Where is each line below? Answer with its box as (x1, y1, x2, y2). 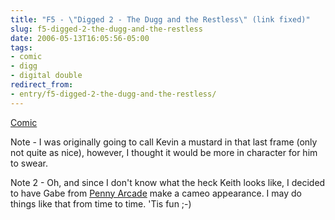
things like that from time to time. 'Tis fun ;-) (10, 197, 192, 210)
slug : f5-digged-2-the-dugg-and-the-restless (10, 24, 203, 34)
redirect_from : (10, 80, 74, 90)
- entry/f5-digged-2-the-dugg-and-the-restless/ (10, 89, 217, 99)
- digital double (10, 71, 83, 81)
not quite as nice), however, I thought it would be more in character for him (10, 146, 318, 158)
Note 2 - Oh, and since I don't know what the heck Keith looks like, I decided (10, 176, 326, 188)
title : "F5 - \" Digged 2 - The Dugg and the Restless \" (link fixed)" (10, 14, 311, 25)
